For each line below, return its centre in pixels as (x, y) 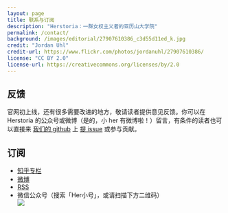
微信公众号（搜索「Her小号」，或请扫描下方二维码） (90, 195)
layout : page (26, 13)
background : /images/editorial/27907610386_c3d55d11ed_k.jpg (96, 39)
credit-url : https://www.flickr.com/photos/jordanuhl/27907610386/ (106, 52)
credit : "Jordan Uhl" (38, 45)
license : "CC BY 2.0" (38, 58)
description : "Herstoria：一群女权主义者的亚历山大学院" (82, 26)
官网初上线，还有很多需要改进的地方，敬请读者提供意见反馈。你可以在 (106, 112)
